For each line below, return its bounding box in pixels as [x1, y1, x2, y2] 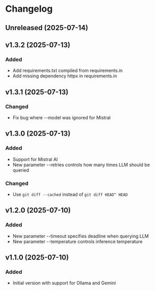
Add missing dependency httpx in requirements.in [12, 73, 117, 79]
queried [12, 167, 29, 173]
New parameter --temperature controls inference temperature [12, 238, 143, 245]
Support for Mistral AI [12, 156, 58, 162]
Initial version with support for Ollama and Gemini [12, 280, 116, 286]
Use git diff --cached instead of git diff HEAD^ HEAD [12, 191, 128, 197]
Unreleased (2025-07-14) [5, 23, 88, 32]
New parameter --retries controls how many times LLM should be [12, 162, 150, 168]
